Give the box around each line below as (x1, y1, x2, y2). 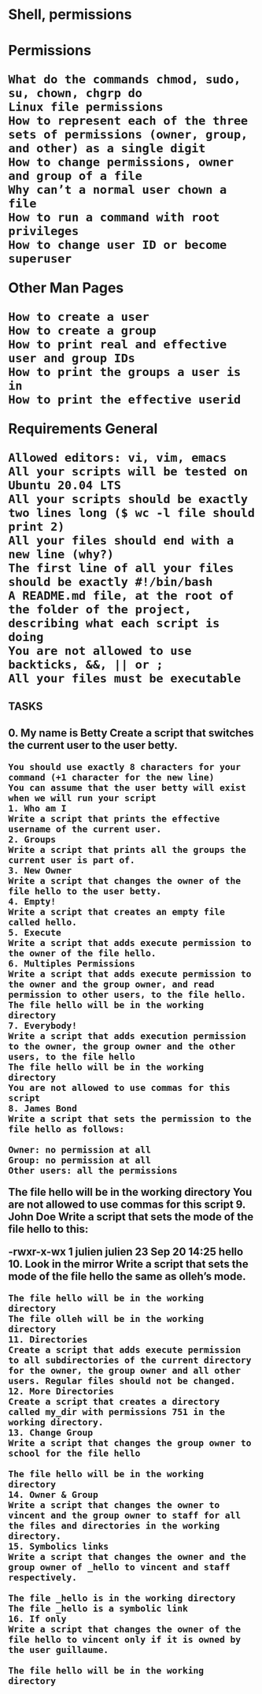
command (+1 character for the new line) (8, 772, 215, 784)
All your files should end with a (8, 534, 234, 549)
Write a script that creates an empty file (8, 907, 226, 918)
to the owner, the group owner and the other (8, 1041, 236, 1052)
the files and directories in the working (8, 1520, 220, 1532)
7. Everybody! (8, 1020, 77, 1032)
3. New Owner (8, 865, 72, 877)
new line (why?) (8, 547, 114, 562)
